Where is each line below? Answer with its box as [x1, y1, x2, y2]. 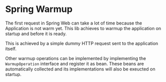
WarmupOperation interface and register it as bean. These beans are [5, 60, 144, 66]
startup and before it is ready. [5, 30, 67, 36]
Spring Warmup [5, 3, 73, 15]
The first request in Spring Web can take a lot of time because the [5, 20, 142, 26]
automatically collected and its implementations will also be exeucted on [5, 66, 155, 72]
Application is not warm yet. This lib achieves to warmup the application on [5, 25, 161, 31]
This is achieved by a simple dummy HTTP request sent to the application [5, 40, 158, 46]
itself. [5, 45, 17, 51]
